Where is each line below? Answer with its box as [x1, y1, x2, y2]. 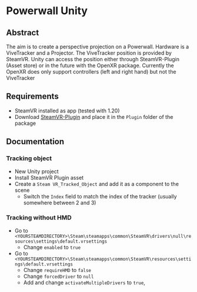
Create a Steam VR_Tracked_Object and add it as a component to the [14, 180, 179, 187]
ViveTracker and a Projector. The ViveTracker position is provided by [6, 49, 172, 57]
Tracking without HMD [6, 214, 72, 222]
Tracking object [6, 154, 52, 162]
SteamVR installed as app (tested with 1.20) [14, 107, 120, 114]
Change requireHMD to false [23, 266, 92, 273]
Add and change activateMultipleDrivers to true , [23, 278, 146, 286]
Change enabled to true [23, 243, 81, 251]
